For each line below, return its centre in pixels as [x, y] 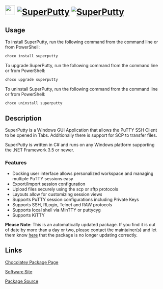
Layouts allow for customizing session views [57, 194]
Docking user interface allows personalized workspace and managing [83, 173]
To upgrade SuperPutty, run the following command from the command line [81, 65]
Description [23, 118]
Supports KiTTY [28, 215]
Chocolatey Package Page [32, 262]
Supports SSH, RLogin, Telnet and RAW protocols [62, 205]
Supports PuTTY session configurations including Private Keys [75, 199]
